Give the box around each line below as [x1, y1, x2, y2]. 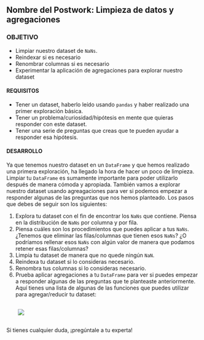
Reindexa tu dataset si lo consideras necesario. [15, 258, 135, 266]
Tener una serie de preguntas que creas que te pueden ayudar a [15, 127, 179, 134]
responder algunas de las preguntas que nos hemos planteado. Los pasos [6, 194, 194, 202]
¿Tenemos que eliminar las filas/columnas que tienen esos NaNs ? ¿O [15, 232, 187, 239]
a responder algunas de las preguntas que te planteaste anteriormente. [15, 278, 195, 285]
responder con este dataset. [15, 120, 87, 128]
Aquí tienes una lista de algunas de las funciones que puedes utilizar [15, 284, 189, 291]
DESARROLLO [6, 148, 43, 155]
